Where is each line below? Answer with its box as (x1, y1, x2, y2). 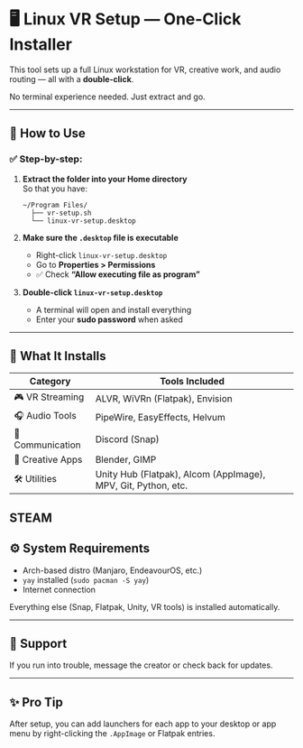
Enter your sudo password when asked (35, 314, 183, 325)
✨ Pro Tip (9, 694, 63, 710)
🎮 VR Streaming (14, 391, 85, 403)
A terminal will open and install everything (35, 304, 192, 315)
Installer (9, 34, 72, 55)
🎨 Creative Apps (14, 454, 83, 466)
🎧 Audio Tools (14, 410, 77, 422)
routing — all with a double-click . (9, 73, 134, 84)
